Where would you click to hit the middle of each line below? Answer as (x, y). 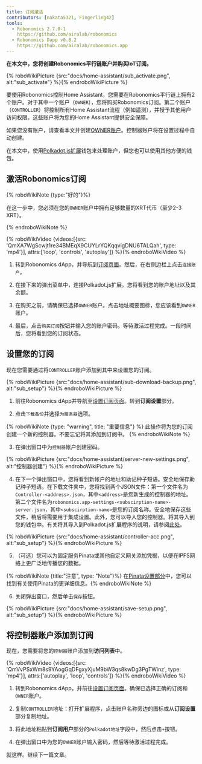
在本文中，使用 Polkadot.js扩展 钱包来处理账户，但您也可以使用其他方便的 (96, 150)
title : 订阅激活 (25, 12)
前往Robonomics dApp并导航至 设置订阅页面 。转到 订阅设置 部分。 (96, 400)
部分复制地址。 (33, 716)
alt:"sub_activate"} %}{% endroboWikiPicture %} (67, 82)
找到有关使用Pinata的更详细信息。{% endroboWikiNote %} (79, 583)
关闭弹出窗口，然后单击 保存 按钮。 (56, 596)
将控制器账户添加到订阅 (50, 635)
